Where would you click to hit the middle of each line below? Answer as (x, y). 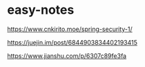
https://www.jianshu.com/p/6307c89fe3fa (67, 56)
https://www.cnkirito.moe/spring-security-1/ (70, 29)
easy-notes (41, 10)
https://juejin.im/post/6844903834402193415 (72, 42)
